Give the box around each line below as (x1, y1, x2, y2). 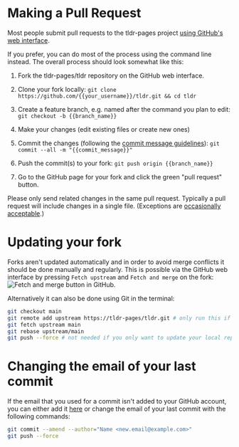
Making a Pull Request (7, 5, 142, 21)
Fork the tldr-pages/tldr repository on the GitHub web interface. (17, 71, 205, 80)
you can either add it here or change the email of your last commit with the (7, 404, 226, 414)
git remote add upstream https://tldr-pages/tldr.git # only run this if (7, 315, 231, 322)
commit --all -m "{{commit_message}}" (17, 146, 133, 154)
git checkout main (7, 307, 62, 315)
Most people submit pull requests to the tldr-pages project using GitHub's (7, 28, 223, 37)
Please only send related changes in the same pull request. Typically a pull (7, 194, 226, 202)
